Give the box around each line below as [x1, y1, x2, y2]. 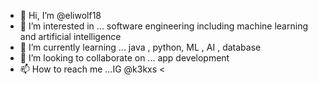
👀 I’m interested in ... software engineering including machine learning [19, 20, 308, 32]
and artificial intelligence [19, 31, 122, 42]
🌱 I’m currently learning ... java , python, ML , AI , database [19, 41, 262, 53]
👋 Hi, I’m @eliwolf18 [19, 10, 102, 21]
